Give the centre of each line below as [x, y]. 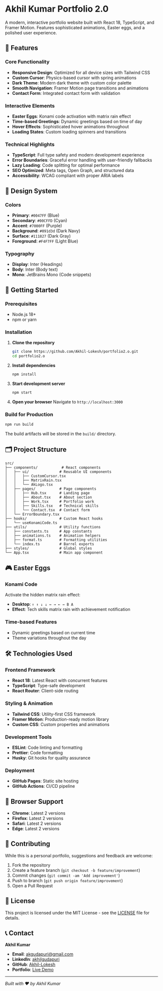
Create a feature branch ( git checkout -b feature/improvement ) [76, 870]
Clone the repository [33, 343]
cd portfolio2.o [28, 356]
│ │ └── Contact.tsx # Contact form [48, 510]
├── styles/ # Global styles [49, 548]
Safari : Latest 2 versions [37, 824]
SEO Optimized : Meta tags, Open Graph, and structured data [73, 171]
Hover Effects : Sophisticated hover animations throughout [71, 126]
